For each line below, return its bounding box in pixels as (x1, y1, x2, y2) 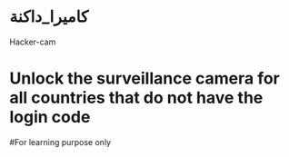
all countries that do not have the (9, 88, 264, 108)
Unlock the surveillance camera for (9, 68, 280, 89)
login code (9, 107, 91, 128)
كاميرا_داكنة (9, 6, 89, 27)
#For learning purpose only (9, 136, 112, 147)
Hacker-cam (9, 36, 56, 47)
